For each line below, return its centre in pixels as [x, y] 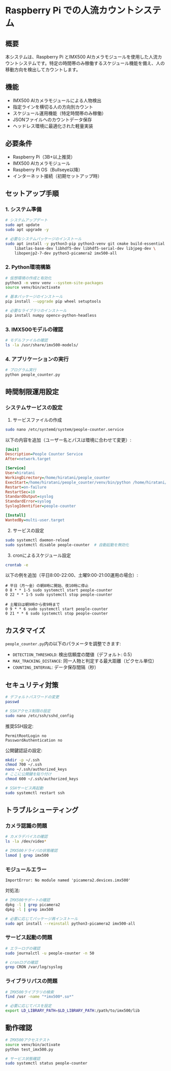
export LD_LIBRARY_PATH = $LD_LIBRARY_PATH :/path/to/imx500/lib [73, 1011]
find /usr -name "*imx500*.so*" [39, 997]
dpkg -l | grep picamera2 [33, 905]
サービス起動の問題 [29, 937]
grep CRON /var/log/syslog [34, 967]
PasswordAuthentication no [34, 740]
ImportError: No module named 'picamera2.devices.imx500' [68, 880]
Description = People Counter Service [44, 454]
